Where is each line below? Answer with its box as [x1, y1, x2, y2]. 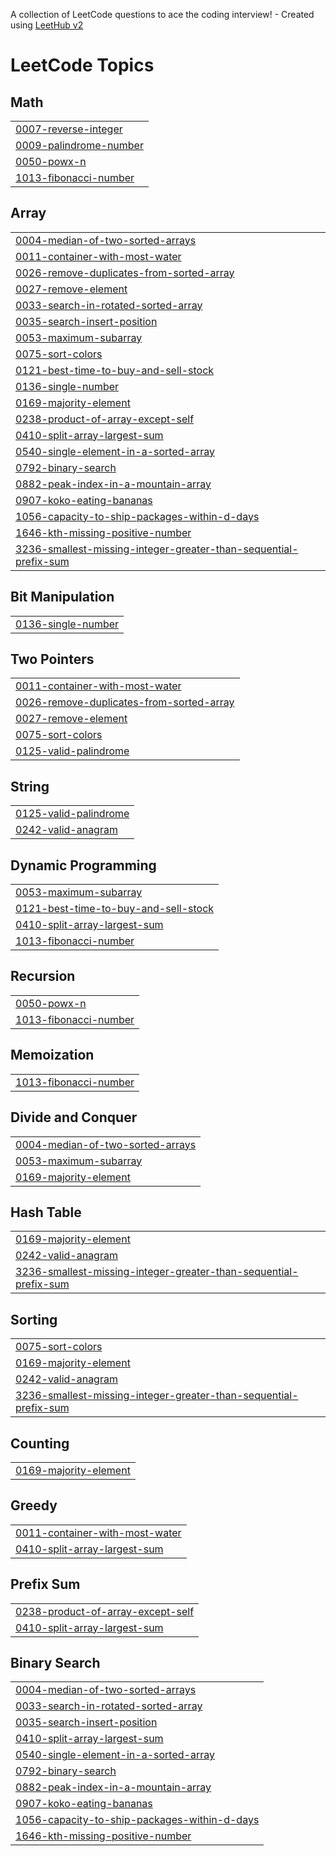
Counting [10, 1435, 70, 1452]
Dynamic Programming [10, 857, 157, 874]
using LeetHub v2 [10, 19, 84, 31]
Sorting [10, 1311, 58, 1328]
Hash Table [10, 1204, 82, 1221]
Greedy [10, 1497, 58, 1514]
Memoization [10, 1047, 95, 1064]
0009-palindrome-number [15, 139, 144, 152]
